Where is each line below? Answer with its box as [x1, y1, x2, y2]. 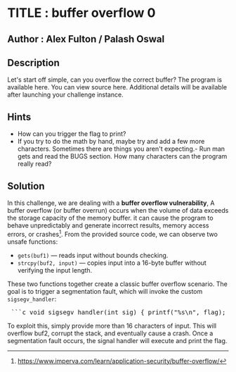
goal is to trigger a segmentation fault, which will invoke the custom [7, 287, 203, 295]
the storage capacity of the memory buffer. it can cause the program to [7, 213, 214, 223]
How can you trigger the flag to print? [17, 130, 126, 138]
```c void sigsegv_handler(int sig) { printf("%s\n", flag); [11, 308, 226, 316]
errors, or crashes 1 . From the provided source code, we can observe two [7, 229, 218, 238]
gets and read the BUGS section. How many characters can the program [17, 152, 228, 161]
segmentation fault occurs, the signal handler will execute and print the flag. [7, 336, 228, 345]
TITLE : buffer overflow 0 [7, 5, 156, 21]
